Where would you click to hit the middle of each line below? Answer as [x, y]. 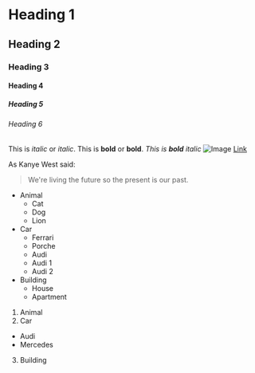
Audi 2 [42, 271]
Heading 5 [26, 104]
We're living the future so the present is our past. [108, 179]
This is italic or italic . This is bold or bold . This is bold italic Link [127, 148]
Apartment [49, 296]
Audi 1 [42, 263]
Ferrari [43, 238]
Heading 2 [35, 44]
